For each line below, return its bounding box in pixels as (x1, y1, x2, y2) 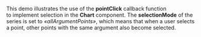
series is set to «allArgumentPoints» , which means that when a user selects (6, 18, 195, 24)
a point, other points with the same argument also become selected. (6, 24, 176, 31)
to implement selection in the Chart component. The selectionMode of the (6, 11, 193, 18)
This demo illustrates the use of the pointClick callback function (6, 5, 166, 12)
